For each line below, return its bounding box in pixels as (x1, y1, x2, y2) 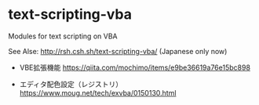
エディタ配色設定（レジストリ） (19, 79, 123, 89)
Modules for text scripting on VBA (8, 31, 118, 41)
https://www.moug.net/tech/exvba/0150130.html (19, 88, 177, 97)
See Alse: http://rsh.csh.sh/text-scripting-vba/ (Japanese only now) (8, 46, 228, 56)
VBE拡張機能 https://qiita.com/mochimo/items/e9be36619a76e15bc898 (19, 63, 251, 72)
